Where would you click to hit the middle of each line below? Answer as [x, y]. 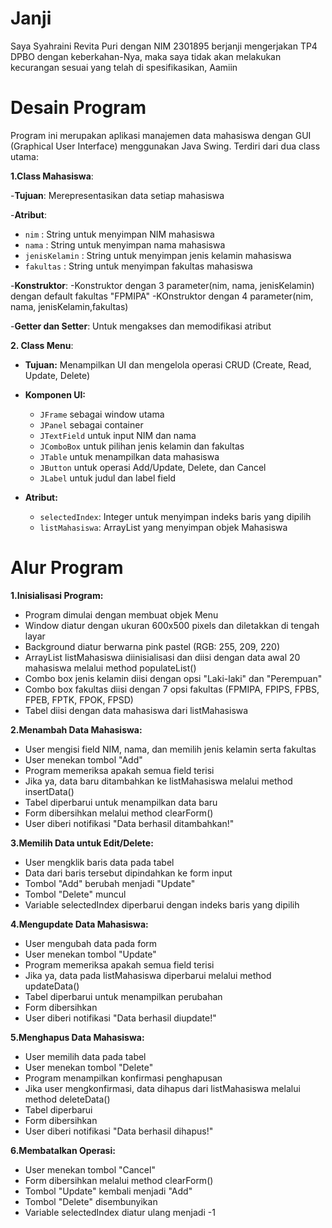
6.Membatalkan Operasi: [63, 1150]
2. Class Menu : [42, 345]
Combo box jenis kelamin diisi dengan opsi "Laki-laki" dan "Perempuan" [173, 678]
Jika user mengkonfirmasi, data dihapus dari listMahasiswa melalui [162, 1088]
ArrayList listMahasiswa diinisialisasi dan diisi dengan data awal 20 [162, 657]
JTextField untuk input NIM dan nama [118, 435]
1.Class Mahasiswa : [52, 176]
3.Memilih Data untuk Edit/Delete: [82, 843]
